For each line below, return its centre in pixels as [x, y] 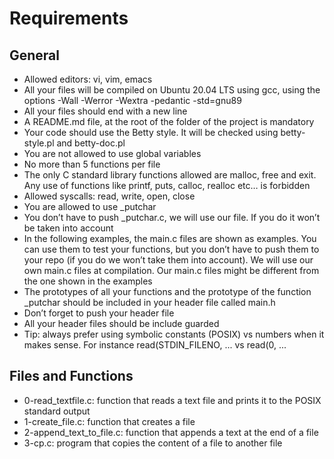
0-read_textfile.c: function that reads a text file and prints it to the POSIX [172, 400]
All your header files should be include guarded [121, 323]
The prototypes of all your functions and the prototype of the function [167, 291]
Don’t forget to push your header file [99, 313]
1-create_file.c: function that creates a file [109, 421]
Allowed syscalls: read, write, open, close [109, 196]
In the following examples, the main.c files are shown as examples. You [170, 238]
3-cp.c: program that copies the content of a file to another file [153, 443]
